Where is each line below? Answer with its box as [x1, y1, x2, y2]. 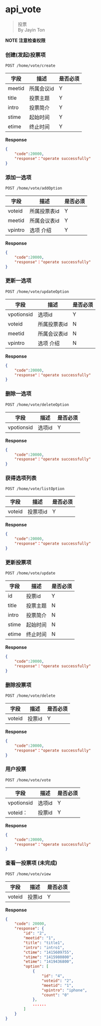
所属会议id [29, 85, 54, 92]
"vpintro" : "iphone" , [41, 987, 87, 993]
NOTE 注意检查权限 [5, 37, 46, 43]
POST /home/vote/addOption [5, 186, 62, 191]
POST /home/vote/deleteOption [5, 402, 70, 407]
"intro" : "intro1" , [23, 945, 65, 950]
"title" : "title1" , [23, 940, 65, 946]
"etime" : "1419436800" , [23, 959, 74, 964]
